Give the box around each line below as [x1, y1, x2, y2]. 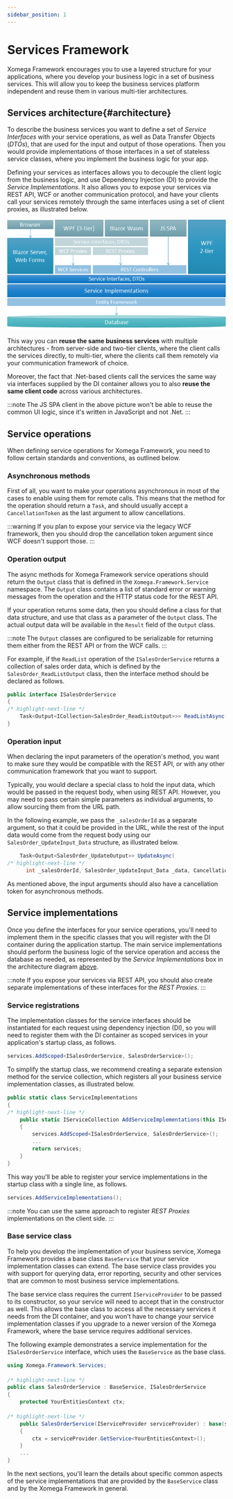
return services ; [32, 1145, 82, 1152]
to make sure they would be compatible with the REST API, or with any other [7, 760, 225, 768]
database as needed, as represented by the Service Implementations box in [7, 955, 223, 963]
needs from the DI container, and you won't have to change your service [7, 1312, 214, 1320]
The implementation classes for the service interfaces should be [7, 1016, 191, 1024]
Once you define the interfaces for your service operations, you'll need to [7, 926, 217, 934]
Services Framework [7, 42, 130, 58]
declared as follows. [7, 677, 64, 685]
